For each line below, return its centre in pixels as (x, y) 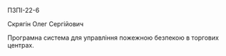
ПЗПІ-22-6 (24, 10)
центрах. (21, 45)
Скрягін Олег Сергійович (46, 24)
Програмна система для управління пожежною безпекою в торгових (113, 38)
